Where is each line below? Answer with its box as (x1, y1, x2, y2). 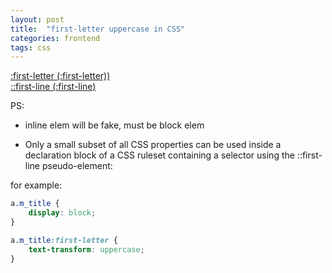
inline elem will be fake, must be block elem (24, 119, 205, 131)
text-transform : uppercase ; (28, 244, 145, 255)
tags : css (10, 42, 52, 53)
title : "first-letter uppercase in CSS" (10, 24, 186, 34)
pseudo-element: (41, 160, 113, 172)
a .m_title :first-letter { (10, 235, 118, 245)
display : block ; (28, 208, 97, 218)
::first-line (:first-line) (10, 81, 97, 93)
